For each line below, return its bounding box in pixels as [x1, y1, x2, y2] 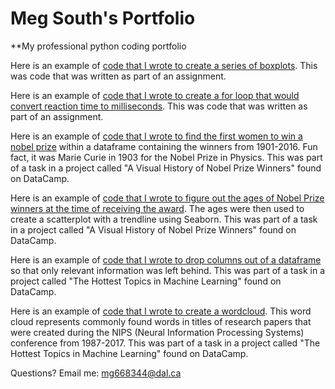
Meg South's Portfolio [10, 7, 196, 30]
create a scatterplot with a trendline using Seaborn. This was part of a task [10, 213, 318, 225]
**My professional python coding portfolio [10, 40, 187, 52]
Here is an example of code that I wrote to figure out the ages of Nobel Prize [10, 192, 325, 204]
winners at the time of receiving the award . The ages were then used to [10, 202, 305, 214]
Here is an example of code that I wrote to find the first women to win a [10, 130, 303, 142]
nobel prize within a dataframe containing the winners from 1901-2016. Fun [10, 140, 318, 152]
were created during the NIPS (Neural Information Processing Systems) [10, 326, 305, 338]
